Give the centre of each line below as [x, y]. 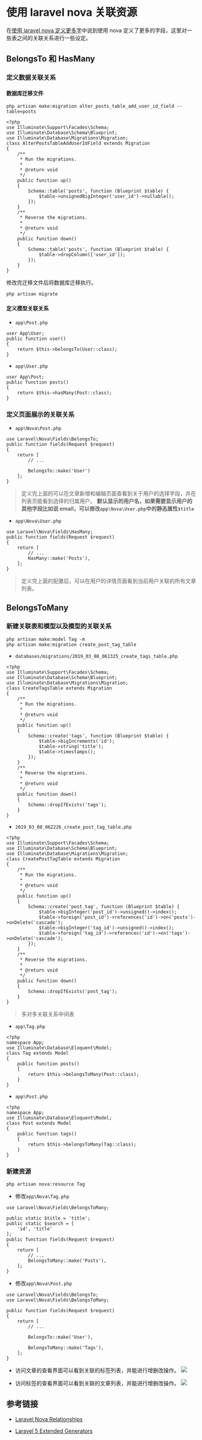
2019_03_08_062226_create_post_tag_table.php [73, 827]
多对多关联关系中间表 [47, 1014]
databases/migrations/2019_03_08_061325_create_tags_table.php [96, 656]
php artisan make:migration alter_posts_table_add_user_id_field [90, 107]
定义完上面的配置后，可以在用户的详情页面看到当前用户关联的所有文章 [109, 581]
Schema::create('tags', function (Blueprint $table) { [99, 736]
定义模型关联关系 [28, 308]
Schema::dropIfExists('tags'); [67, 805]
